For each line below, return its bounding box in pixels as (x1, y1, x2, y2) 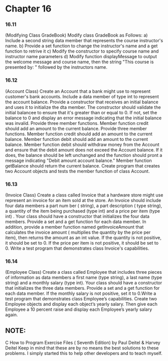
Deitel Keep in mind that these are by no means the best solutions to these (5, 345, 159, 351)
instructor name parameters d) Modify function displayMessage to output (5, 54, 157, 60)
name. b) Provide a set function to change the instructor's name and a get (5, 43, 158, 49)
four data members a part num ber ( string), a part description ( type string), (5, 203, 162, 209)
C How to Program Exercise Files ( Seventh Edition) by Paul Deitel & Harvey (5, 339, 160, 346)
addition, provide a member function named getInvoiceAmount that (5, 224, 144, 230)
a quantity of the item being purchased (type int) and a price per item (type (5, 208, 160, 214)
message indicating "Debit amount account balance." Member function (5, 157, 152, 163)
